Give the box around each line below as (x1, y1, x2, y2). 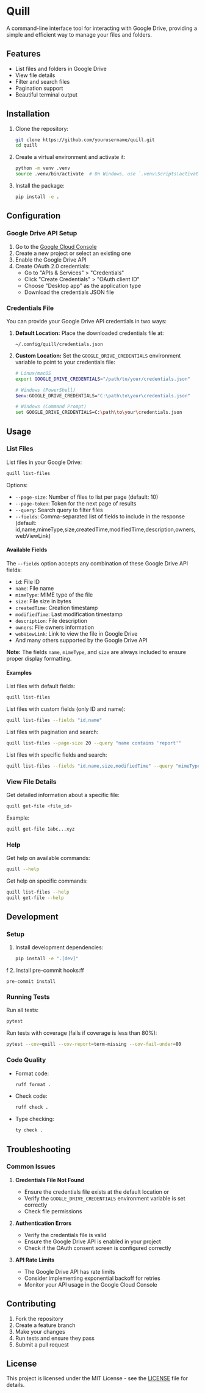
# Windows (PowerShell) (15, 387, 76, 393)
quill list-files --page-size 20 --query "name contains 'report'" (6, 740, 182, 746)
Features (6, 49, 41, 59)
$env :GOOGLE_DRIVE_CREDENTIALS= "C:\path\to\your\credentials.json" (15, 392, 190, 399)
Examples (6, 669, 32, 676)
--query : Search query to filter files (15, 506, 103, 513)
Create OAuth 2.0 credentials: (15, 262, 90, 270)
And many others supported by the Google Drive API (15, 636, 148, 644)
